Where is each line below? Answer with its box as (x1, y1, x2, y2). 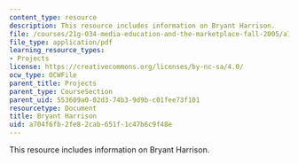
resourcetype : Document (9, 104, 98, 113)
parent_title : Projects (9, 79, 98, 88)
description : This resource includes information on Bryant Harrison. (9, 21, 276, 30)
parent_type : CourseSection (9, 87, 114, 96)
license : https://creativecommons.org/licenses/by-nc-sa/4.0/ (9, 63, 244, 72)
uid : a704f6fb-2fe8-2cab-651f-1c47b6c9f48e (9, 121, 173, 129)
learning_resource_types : (9, 46, 105, 55)
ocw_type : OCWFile (9, 71, 77, 80)
